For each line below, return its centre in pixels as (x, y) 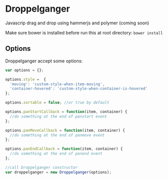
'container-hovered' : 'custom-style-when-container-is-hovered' (79, 89)
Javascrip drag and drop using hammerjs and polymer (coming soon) (77, 23)
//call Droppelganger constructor (42, 167)
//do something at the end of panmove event (57, 135)
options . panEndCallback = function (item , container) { (64, 149)
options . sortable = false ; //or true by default (57, 103)
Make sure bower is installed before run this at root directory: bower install (84, 32)
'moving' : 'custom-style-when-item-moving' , (57, 84)
